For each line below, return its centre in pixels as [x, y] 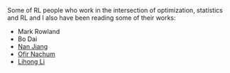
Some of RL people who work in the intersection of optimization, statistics [115, 10]
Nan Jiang [33, 46]
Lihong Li [31, 62]
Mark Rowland [39, 32]
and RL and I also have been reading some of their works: [92, 18]
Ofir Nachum [36, 54]
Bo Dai [27, 39]
